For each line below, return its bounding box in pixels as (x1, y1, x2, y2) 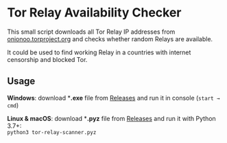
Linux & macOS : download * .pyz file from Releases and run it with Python (7, 114, 216, 122)
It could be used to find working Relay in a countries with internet (7, 48, 191, 56)
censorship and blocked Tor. (7, 55, 88, 63)
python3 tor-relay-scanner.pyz (7, 129, 97, 135)
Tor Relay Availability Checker (7, 5, 182, 21)
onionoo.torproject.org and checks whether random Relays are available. (7, 34, 213, 43)
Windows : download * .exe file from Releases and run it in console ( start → (7, 93, 220, 102)
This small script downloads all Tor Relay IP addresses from (7, 27, 176, 36)
